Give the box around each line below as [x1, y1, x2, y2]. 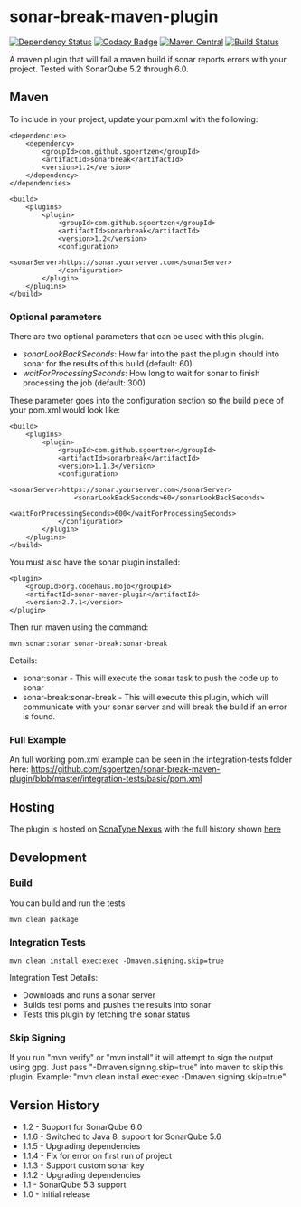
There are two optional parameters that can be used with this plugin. [9, 331, 265, 342]
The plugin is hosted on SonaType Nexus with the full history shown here [9, 823, 282, 834]
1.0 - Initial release [22, 1189, 91, 1200]
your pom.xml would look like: [9, 404, 120, 415]
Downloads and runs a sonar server [22, 990, 156, 1001]
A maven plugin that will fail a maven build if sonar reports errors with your [9, 53, 287, 64]
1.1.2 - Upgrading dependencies [22, 1170, 142, 1181]
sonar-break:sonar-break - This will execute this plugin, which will [22, 692, 268, 703]
